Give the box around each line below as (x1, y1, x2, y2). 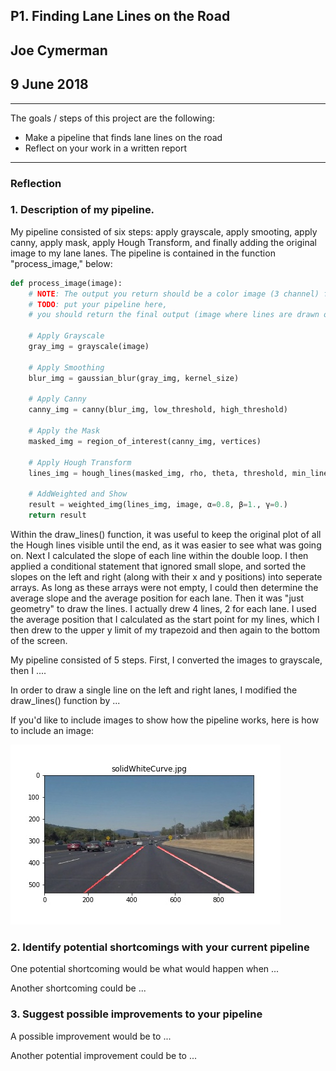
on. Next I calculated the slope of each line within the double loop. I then (10, 549, 309, 561)
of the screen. (10, 634, 68, 646)
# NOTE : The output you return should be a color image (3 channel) (28, 289, 320, 299)
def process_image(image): (10, 278, 123, 288)
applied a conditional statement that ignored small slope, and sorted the (10, 560, 307, 572)
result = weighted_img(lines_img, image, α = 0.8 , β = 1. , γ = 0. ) (28, 500, 288, 510)
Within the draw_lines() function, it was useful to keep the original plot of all (10, 528, 322, 540)
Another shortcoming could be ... (10, 982, 147, 994)
